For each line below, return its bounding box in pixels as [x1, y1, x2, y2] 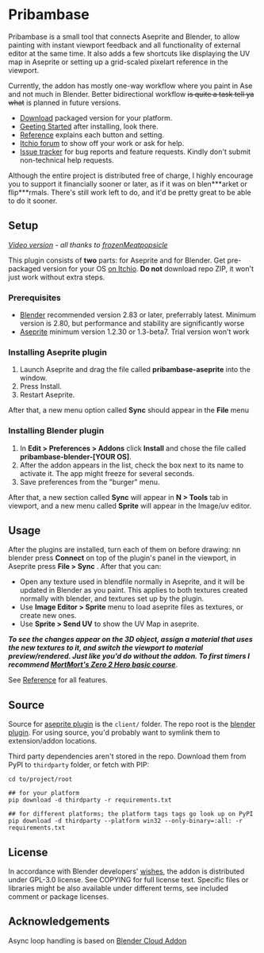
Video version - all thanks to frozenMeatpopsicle [8, 240, 168, 249]
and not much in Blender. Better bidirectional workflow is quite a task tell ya [8, 89, 254, 98]
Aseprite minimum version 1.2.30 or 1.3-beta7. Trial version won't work [19, 327, 250, 336]
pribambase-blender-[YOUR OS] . [19, 452, 132, 461]
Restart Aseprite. [19, 390, 75, 400]
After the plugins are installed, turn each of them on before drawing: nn [8, 545, 241, 555]
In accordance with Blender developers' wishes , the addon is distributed [8, 867, 245, 876]
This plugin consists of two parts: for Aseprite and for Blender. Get [8, 256, 226, 265]
